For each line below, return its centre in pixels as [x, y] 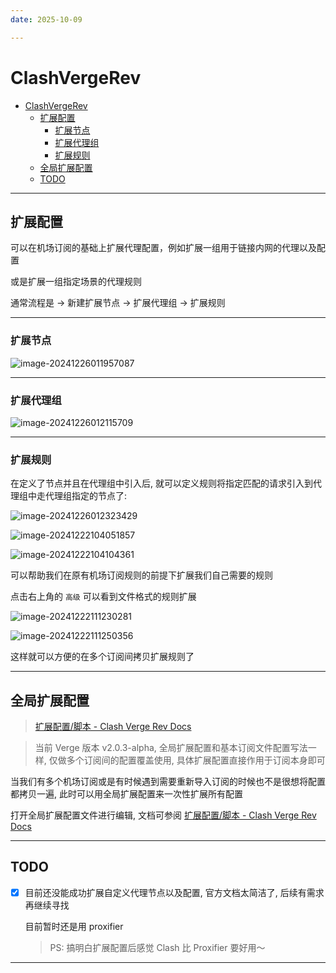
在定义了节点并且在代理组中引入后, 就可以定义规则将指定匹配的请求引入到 [161, 483]
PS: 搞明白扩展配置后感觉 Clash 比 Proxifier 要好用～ [157, 947]
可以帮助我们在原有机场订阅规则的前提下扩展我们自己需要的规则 [141, 575]
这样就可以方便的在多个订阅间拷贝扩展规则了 [102, 657]
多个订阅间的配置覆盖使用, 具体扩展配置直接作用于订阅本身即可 [196, 760]
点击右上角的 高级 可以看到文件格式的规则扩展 [103, 597]
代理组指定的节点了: [86, 496]
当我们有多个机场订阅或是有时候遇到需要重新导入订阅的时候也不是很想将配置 [168, 782]
